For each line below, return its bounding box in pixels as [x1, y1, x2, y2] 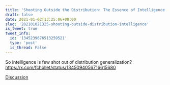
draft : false [5, 12, 33, 17]
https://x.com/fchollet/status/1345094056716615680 [5, 64, 116, 70]
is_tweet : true [5, 26, 38, 31]
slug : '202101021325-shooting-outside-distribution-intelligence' [5, 21, 149, 27]
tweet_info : [5, 31, 31, 36]
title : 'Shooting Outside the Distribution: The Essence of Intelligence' [5, 7, 167, 13]
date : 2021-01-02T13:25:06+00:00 [5, 17, 76, 22]
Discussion [5, 74, 29, 80]
